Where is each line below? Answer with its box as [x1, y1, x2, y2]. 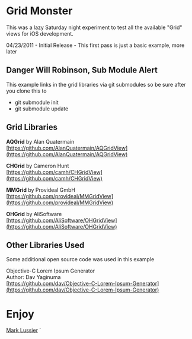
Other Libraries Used [6, 240, 85, 250]
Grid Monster [6, 4, 73, 18]
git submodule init [14, 99, 59, 106]
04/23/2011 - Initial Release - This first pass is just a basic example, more [6, 42, 185, 49]
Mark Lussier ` [6, 327, 41, 334]
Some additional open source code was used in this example [6, 256, 155, 263]
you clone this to [6, 87, 47, 94]
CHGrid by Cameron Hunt [6, 162, 69, 169]
